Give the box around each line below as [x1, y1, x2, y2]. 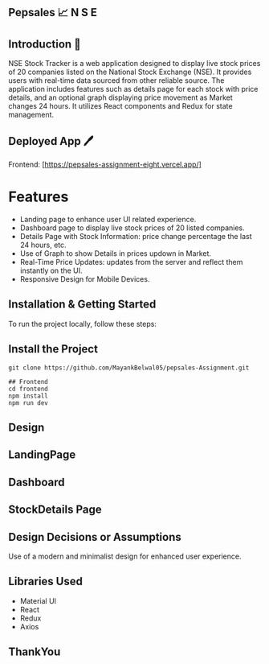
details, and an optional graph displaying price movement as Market [8, 93, 233, 102]
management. [8, 110, 55, 120]
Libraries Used [8, 575, 83, 588]
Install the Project [8, 342, 99, 356]
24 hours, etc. [19, 240, 67, 250]
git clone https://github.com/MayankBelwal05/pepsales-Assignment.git [8, 364, 250, 372]
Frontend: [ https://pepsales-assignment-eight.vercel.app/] [8, 159, 202, 170]
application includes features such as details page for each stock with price [8, 85, 259, 94]
